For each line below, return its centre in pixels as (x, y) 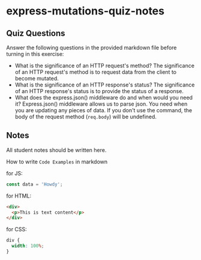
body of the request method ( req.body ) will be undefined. (86, 116)
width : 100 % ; (28, 246)
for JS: (14, 173)
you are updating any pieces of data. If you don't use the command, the (103, 110)
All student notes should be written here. (56, 150)
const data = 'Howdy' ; (34, 184)
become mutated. (37, 78)
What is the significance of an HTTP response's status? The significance (105, 85)
